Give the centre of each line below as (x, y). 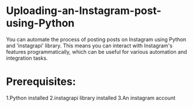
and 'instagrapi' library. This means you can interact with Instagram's (89, 46)
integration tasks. (27, 58)
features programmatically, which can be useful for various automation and (96, 51)
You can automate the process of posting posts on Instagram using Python (96, 39)
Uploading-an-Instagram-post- (84, 11)
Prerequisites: (41, 82)
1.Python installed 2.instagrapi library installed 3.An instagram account (91, 98)
